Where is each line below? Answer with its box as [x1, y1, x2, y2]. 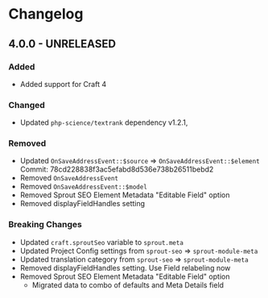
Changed [8, 99, 46, 110]
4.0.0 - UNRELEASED [8, 37, 117, 51]
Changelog [8, 5, 84, 23]
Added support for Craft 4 [19, 79, 107, 89]
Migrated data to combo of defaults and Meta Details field [31, 279, 224, 290]
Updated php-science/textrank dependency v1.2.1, [19, 118, 188, 127]
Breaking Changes [8, 219, 83, 230]
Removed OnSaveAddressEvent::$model [19, 182, 147, 192]
